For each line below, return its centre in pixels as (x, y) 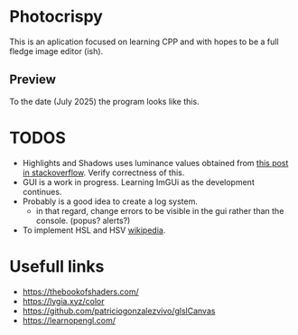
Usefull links (57, 266)
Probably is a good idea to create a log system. (110, 201)
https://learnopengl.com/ (69, 320)
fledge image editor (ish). (56, 51)
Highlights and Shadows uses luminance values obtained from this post (155, 163)
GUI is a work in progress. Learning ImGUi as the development (138, 181)
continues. (42, 191)
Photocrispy (56, 17)
